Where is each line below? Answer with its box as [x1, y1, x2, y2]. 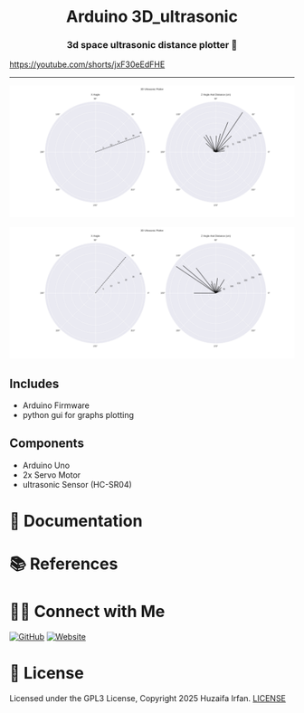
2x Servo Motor [22, 469, 81, 480]
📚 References [9, 554, 119, 575]
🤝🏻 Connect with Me [9, 602, 166, 622]
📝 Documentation [9, 510, 143, 531]
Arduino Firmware [22, 400, 90, 411]
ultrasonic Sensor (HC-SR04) [22, 479, 133, 490]
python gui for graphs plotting [22, 409, 134, 420]
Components [9, 436, 84, 452]
